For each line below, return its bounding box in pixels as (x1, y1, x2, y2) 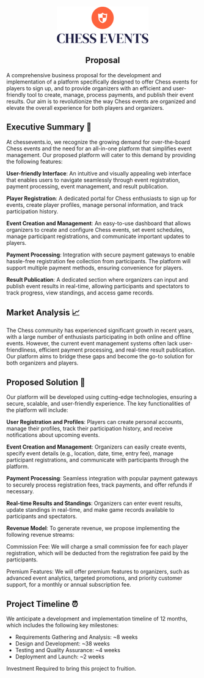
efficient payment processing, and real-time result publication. (38, 346, 196, 353)
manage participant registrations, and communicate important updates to (6, 233, 191, 240)
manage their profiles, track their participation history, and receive (6, 425, 173, 433)
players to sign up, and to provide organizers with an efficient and (6, 84, 172, 92)
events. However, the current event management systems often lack (6, 340, 178, 347)
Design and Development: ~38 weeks (15, 640, 110, 647)
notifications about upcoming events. (6, 431, 100, 439)
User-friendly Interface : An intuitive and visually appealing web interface (6, 169, 191, 177)
